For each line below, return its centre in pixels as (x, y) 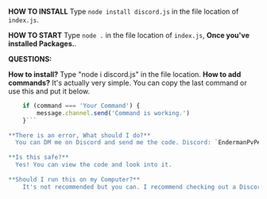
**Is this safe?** (39, 158)
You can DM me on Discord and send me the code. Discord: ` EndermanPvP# (138, 143)
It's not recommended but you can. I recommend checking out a (130, 187)
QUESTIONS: (30, 59)
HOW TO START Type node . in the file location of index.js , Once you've (129, 35)
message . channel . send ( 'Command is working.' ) (114, 113)
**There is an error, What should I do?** (79, 135)
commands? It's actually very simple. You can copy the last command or (128, 83)
